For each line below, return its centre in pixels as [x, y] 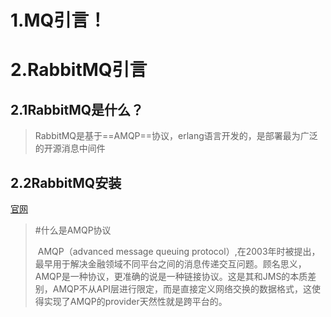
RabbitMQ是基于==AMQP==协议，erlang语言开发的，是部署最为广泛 [176, 136]
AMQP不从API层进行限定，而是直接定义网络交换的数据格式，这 [182, 289]
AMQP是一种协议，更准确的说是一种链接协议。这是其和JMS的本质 [171, 276]
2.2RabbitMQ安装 [66, 182]
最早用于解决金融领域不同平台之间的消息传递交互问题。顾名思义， [170, 264]
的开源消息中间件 [70, 148]
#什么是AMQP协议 [73, 230]
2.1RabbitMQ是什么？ [77, 109]
